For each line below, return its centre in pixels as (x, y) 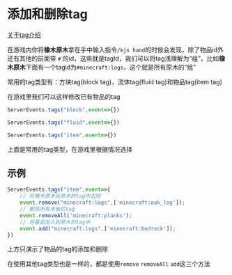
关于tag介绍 (24, 35)
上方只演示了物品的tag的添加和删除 (58, 249)
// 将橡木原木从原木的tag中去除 (60, 196)
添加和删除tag (48, 14)
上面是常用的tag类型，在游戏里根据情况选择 (70, 149)
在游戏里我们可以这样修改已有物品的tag (64, 96)
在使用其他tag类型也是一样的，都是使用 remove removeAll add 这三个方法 (109, 264)
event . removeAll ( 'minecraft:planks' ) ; (76, 215)
